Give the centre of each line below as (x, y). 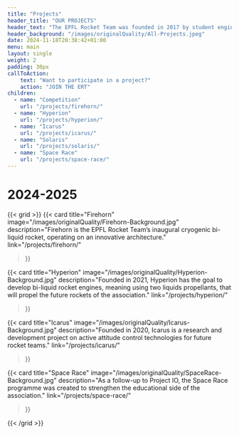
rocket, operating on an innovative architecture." (95, 237)
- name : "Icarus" (39, 126)
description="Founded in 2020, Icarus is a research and (140, 330)
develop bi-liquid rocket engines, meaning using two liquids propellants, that (119, 287)
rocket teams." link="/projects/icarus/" (64, 345)
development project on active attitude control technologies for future (110, 337)
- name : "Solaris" (41, 139)
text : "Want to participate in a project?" (86, 80)
